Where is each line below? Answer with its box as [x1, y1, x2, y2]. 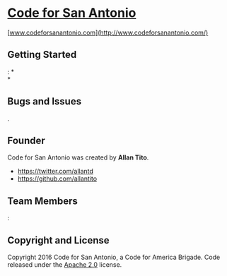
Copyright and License [7, 234, 110, 246]
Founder [7, 134, 46, 146]
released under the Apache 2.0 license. [7, 260, 122, 269]
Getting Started [7, 49, 77, 61]
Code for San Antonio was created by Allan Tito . [7, 153, 149, 162]
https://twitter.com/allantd [17, 167, 94, 176]
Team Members [7, 195, 78, 207]
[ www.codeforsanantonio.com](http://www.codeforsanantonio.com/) [7, 28, 209, 37]
